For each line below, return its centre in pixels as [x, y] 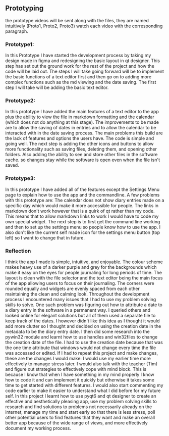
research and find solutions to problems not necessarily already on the [79, 407]
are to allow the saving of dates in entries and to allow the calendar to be [81, 128]
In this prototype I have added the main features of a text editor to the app [82, 112]
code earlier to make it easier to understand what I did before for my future [83, 391]
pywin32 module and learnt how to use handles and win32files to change [81, 337]
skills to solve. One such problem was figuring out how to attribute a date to [84, 305]
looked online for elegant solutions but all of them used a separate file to [80, 316]
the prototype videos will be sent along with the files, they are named [77, 20]
